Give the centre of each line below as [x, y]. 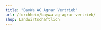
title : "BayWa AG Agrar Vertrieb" [42, 10]
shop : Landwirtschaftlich [32, 19]
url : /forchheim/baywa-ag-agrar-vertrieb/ [50, 15]
